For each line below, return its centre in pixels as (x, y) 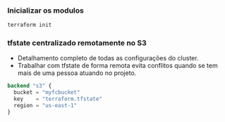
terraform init (30, 25)
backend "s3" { (30, 86)
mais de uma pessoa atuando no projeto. (77, 73)
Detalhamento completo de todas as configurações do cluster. (108, 58)
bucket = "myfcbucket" (47, 93)
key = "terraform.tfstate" (58, 99)
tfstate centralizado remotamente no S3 (77, 43)
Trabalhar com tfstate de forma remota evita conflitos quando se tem (117, 66)
